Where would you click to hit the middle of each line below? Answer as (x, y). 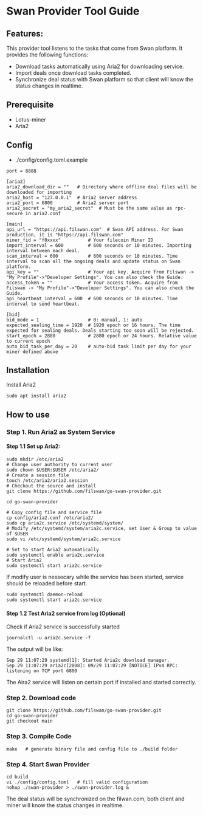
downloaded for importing (39, 192)
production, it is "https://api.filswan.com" (65, 235)
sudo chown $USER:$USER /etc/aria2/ (53, 470)
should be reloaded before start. (47, 583)
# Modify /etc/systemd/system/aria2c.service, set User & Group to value (102, 528)
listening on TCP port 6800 (42, 671)
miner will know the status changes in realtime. (65, 805)
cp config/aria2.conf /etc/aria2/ (50, 518)
